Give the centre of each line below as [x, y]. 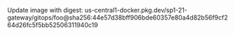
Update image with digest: [45, 10]
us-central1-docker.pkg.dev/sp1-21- [136, 10]
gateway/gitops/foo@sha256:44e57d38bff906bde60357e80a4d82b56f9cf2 [117, 17]
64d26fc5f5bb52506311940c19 [53, 25]
